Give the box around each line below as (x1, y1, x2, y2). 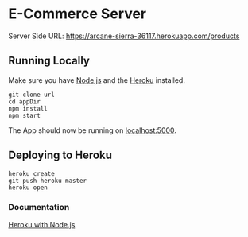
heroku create (8, 169, 56, 177)
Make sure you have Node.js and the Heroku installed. (8, 75, 185, 84)
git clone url (8, 91, 56, 99)
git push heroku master (8, 177, 87, 185)
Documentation (8, 202, 70, 213)
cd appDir (8, 97, 41, 106)
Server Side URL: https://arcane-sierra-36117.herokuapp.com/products (8, 31, 240, 41)
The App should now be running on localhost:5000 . (8, 125, 177, 135)
